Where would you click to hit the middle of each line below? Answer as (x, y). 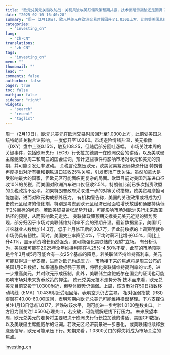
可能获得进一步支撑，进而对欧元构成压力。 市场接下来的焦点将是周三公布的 (83, 261)
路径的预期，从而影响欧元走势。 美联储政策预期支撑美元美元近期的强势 (79, 216)
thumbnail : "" (20, 67)
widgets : (14, 105)
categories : (18, 24)
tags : (11, 52)
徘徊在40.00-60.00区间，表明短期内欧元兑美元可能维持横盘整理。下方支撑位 (85, 299)
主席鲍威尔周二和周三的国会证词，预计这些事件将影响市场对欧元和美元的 (80, 159)
